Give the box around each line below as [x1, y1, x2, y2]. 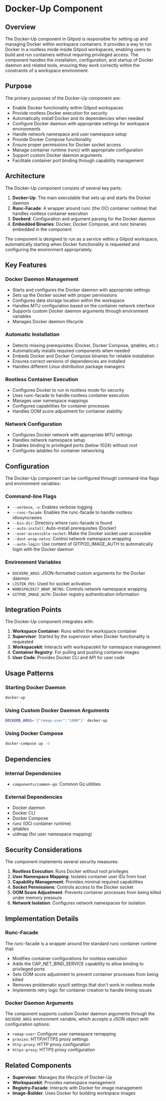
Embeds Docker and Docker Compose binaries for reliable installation [12, 353, 155, 359]
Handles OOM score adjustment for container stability [12, 408, 122, 414]
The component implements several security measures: [5, 859, 119, 865]
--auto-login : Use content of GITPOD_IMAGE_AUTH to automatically [12, 541, 154, 547]
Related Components [5, 1061, 72, 1070]
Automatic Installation [5, 331, 60, 338]
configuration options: [5, 1021, 51, 1028]
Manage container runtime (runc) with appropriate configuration [12, 147, 144, 153]
